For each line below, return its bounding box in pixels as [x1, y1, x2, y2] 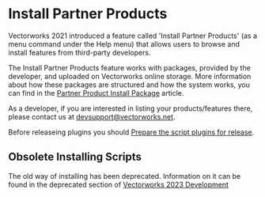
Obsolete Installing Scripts [8, 150, 142, 164]
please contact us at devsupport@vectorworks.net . [8, 112, 176, 121]
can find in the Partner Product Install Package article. [8, 88, 184, 97]
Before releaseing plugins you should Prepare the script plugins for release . [8, 127, 255, 137]
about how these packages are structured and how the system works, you [8, 80, 251, 89]
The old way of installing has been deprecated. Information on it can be [8, 171, 241, 180]
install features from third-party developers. [8, 47, 151, 57]
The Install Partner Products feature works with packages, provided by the [8, 63, 251, 72]
